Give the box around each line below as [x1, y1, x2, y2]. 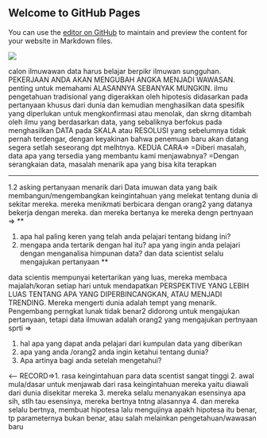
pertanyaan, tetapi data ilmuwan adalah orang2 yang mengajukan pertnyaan [8, 315, 258, 324]
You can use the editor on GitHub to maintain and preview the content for [8, 27, 248, 37]
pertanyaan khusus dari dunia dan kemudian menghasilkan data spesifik [8, 100, 245, 110]
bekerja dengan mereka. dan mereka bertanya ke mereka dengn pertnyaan [8, 207, 253, 217]
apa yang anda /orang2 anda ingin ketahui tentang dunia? [19, 346, 209, 357]
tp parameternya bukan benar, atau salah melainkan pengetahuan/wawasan [8, 413, 257, 423]
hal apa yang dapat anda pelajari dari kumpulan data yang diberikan [19, 338, 242, 348]
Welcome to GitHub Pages [8, 6, 141, 20]
